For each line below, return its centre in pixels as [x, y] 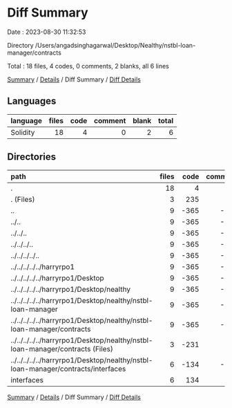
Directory [20, 45]
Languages [32, 101]
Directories [32, 157]
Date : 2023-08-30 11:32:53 [47, 32]
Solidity [23, 132]
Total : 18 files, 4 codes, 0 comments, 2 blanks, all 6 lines [88, 66]
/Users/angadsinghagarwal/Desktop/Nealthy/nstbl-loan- [115, 45]
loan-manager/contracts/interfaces [68, 369]
